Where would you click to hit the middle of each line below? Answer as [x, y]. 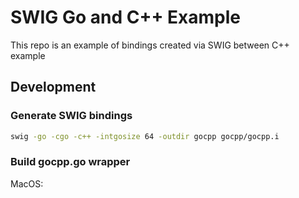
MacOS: [27, 183]
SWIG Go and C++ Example [125, 17]
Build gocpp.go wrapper [70, 162]
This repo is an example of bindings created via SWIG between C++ [150, 45]
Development [53, 87]
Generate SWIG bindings [71, 116]
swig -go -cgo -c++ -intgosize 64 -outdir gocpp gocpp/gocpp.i [145, 136]
